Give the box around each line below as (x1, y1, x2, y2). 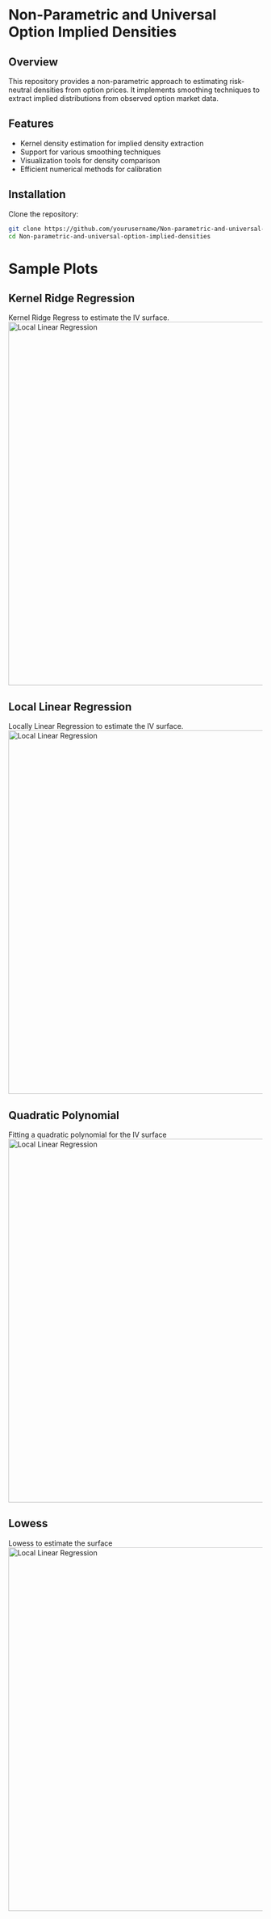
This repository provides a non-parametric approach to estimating (8, 77, 228, 86)
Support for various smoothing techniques (19, 147, 161, 157)
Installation (8, 187, 66, 201)
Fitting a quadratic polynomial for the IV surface (8, 1130, 167, 1139)
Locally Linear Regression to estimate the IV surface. (8, 722, 184, 731)
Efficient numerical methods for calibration (19, 164, 162, 174)
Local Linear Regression (8, 700, 132, 713)
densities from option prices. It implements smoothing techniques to (33, 85, 261, 95)
